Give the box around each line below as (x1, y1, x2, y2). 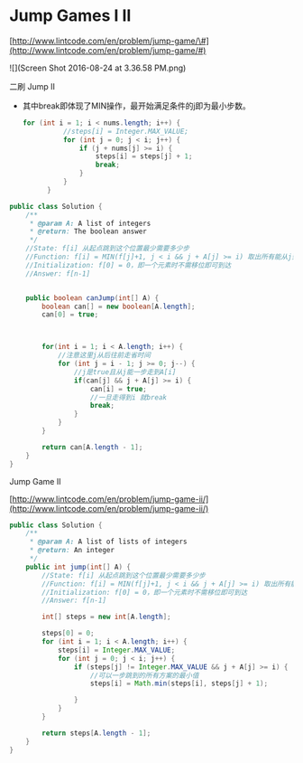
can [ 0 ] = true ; (41, 310, 99, 319)
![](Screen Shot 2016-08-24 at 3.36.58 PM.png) (9, 62, 187, 73)
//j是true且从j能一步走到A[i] (73, 367, 177, 376)
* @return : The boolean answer (29, 227, 147, 236)
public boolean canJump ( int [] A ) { (25, 293, 160, 303)
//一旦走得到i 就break (89, 392, 167, 402)
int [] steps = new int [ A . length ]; (41, 612, 171, 622)
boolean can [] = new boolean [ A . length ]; (41, 302, 196, 311)
